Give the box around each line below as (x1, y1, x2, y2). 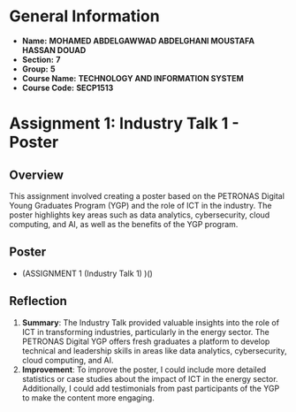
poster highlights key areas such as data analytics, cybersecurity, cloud (9, 210, 270, 220)
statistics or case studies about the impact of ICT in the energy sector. (21, 373, 278, 384)
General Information (9, 6, 161, 27)
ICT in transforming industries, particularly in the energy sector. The (21, 326, 269, 337)
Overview (9, 167, 65, 182)
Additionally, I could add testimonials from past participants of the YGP (21, 383, 280, 393)
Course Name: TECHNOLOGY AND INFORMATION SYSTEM (21, 72, 245, 83)
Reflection (9, 294, 68, 309)
